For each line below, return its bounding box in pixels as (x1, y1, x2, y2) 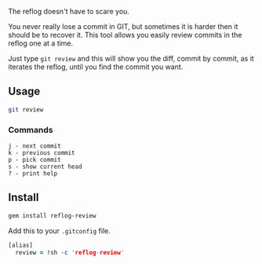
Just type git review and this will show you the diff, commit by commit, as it (8, 54, 255, 63)
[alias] (8, 241, 34, 249)
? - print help (8, 169, 58, 178)
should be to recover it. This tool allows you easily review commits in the (8, 31, 242, 39)
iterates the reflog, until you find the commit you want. (8, 62, 184, 71)
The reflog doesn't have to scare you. (8, 7, 129, 16)
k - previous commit (8, 148, 76, 156)
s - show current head (8, 163, 82, 170)
